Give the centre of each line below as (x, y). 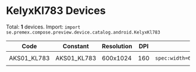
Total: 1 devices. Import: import (43, 27)
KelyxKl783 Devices (56, 11)
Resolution (117, 46)
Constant (76, 46)
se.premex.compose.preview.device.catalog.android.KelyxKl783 (83, 32)
